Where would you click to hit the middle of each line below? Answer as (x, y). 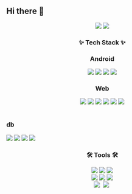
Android (102, 58)
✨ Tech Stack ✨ (102, 42)
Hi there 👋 (25, 11)
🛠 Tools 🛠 (102, 154)
